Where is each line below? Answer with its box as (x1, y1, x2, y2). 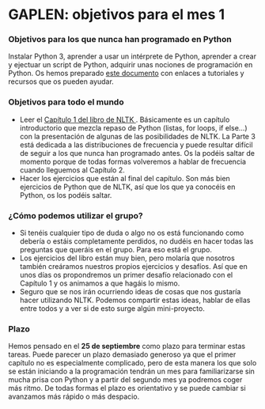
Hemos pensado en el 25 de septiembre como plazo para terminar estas (8, 342, 246, 351)
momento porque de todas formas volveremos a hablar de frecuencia (19, 157, 247, 166)
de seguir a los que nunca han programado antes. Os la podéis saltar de (19, 148, 256, 157)
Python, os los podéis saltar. (19, 190, 112, 199)
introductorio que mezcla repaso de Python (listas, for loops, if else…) (19, 123, 248, 132)
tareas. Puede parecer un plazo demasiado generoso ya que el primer (8, 350, 237, 359)
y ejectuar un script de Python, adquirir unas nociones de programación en (8, 60, 253, 70)
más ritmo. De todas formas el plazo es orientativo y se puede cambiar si (8, 384, 247, 393)
